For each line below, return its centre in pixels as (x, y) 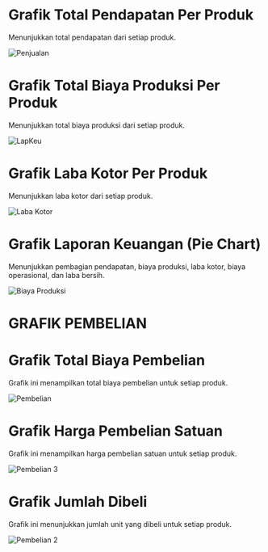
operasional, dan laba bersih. (57, 275)
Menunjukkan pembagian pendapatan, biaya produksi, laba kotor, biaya (127, 266)
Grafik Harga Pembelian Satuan (116, 431)
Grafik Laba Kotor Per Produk (108, 173)
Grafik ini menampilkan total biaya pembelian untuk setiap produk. (118, 382)
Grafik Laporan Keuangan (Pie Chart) (134, 244)
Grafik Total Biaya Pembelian (107, 360)
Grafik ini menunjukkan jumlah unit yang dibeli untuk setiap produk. (120, 524)
